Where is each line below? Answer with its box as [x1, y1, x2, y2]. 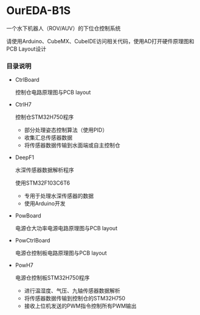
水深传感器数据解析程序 [15, 166, 74, 174]
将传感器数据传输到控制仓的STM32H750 [24, 295, 126, 302]
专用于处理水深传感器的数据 [24, 193, 94, 200]
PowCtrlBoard [15, 237, 50, 244]
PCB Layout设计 [6, 45, 47, 52]
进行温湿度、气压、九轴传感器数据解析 [24, 287, 120, 294]
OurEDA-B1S [6, 4, 71, 18]
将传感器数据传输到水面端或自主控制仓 [24, 141, 120, 149]
